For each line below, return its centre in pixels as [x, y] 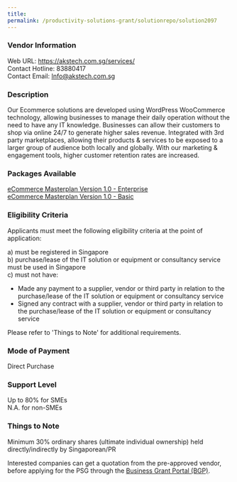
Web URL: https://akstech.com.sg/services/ [71, 60]
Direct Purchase [31, 366]
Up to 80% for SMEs [37, 400]
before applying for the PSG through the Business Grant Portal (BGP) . [109, 471]
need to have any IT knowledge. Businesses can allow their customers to [114, 125]
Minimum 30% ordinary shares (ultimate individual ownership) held [105, 441]
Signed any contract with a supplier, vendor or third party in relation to [120, 304]
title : [17, 14]
